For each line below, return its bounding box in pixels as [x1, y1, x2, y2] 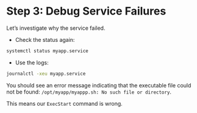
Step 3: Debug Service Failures [6, 4, 167, 18]
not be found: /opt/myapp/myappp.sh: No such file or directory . [6, 88, 172, 95]
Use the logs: [15, 59, 49, 66]
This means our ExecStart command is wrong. [6, 100, 123, 107]
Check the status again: [15, 36, 75, 43]
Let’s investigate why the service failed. [6, 24, 106, 32]
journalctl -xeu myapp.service [6, 70, 86, 77]
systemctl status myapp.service [6, 47, 88, 54]
